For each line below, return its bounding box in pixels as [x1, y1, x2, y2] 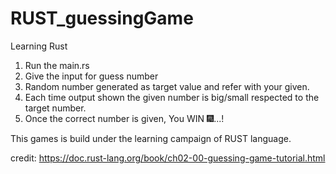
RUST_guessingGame [10, 7, 194, 30]
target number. [24, 102, 87, 114]
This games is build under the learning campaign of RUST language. [10, 132, 292, 144]
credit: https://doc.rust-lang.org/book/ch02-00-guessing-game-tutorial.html [10, 152, 326, 164]
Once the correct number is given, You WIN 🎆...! [24, 112, 225, 124]
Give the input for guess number [24, 70, 159, 82]
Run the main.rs [24, 59, 90, 71]
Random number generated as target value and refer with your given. [24, 80, 310, 92]
